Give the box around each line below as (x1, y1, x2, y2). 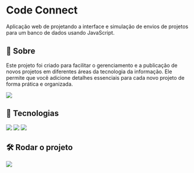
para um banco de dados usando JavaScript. (6, 29, 115, 36)
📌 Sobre (6, 46, 36, 56)
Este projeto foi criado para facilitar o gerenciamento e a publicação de (6, 62, 178, 69)
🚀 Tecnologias (6, 108, 59, 118)
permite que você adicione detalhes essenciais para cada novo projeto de (6, 74, 185, 81)
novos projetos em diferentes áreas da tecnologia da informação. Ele (6, 68, 172, 75)
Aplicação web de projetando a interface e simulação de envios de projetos (6, 23, 189, 30)
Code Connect (6, 4, 78, 17)
